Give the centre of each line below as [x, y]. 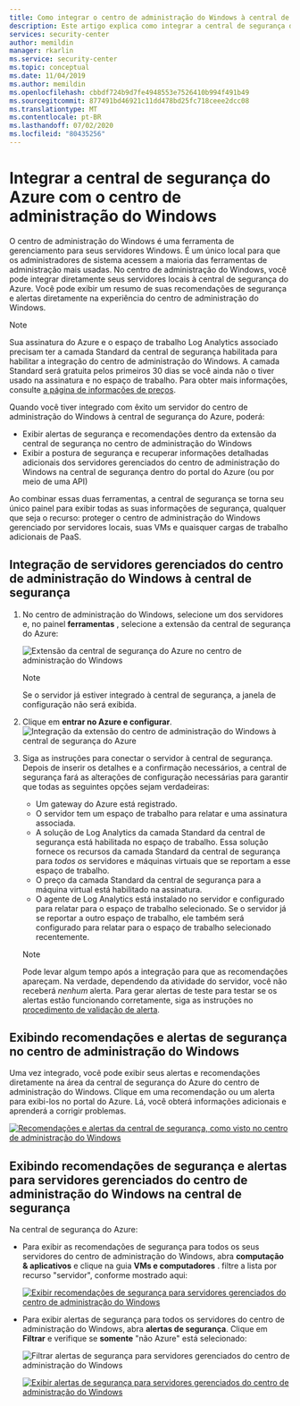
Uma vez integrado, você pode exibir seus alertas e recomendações [135, 1073]
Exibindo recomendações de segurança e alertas [148, 1166]
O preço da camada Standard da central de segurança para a [148, 880]
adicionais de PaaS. [46, 537]
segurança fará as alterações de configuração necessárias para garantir [155, 777]
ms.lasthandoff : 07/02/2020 [62, 126]
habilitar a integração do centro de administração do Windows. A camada [144, 361]
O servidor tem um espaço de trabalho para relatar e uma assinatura [161, 813]
